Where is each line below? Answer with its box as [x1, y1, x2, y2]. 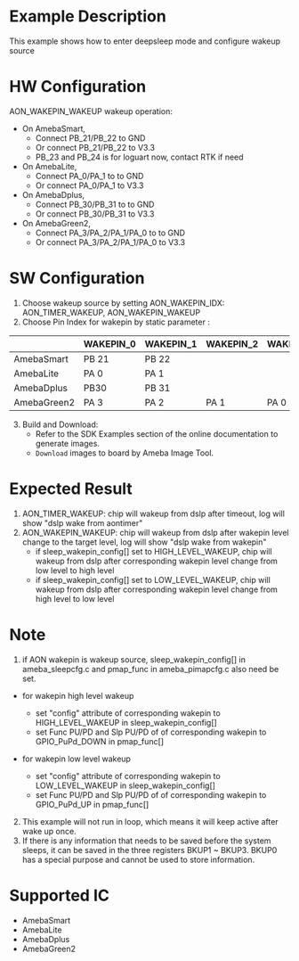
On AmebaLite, [21, 160, 77, 171]
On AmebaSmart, [21, 123, 86, 134]
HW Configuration [9, 77, 147, 97]
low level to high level [35, 564, 115, 576]
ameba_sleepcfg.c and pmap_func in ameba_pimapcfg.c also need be [21, 663, 279, 674]
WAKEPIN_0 [83, 337, 136, 349]
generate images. [35, 438, 101, 448]
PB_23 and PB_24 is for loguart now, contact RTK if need [35, 152, 244, 162]
